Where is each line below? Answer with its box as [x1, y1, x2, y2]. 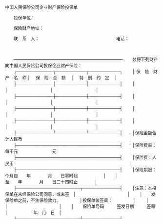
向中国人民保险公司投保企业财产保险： [5, 63, 82, 68]
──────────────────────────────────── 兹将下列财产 [13, 56, 159, 62]
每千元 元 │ [5, 149, 132, 154]
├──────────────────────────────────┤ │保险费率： [13, 142, 157, 148]
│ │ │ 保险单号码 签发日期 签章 [5, 203, 156, 209]
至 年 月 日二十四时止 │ [5, 179, 98, 185]
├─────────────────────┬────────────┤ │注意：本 [13, 185, 152, 191]
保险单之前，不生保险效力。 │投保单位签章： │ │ [5, 198, 149, 203]
